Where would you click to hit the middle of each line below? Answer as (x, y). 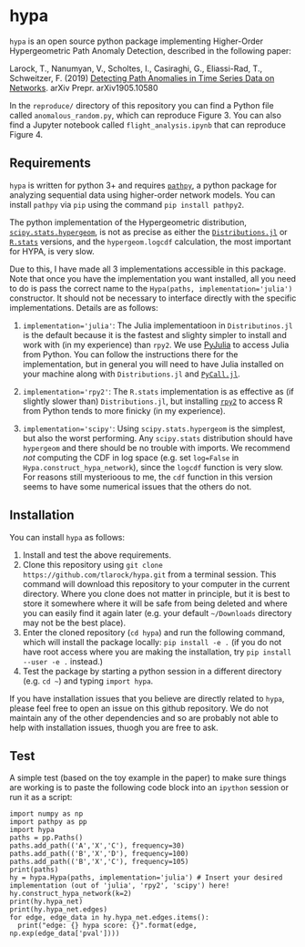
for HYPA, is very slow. (52, 251)
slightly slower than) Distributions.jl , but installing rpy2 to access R (152, 401)
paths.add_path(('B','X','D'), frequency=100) (99, 854)
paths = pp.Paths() (46, 838)
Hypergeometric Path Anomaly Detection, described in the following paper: (150, 50)
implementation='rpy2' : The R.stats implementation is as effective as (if (158, 391)
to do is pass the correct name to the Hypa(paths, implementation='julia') (151, 288)
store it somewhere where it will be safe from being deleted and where (155, 603)
